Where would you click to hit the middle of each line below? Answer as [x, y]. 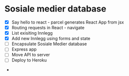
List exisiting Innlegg [32, 33]
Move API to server [31, 55]
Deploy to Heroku [29, 60]
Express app [24, 50]
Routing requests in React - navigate [48, 28]
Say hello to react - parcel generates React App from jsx [68, 22]
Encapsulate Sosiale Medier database [49, 44]
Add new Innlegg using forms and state [51, 38]
